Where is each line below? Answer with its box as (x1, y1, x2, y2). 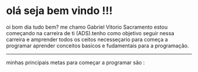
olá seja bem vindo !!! (6, 4, 113, 18)
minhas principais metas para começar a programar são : (6, 59, 146, 66)
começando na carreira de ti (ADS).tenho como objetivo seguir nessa (6, 29, 174, 36)
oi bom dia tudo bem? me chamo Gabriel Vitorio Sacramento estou (6, 23, 168, 30)
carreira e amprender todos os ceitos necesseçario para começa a (6, 36, 168, 43)
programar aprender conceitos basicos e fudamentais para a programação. (6, 42, 189, 49)
